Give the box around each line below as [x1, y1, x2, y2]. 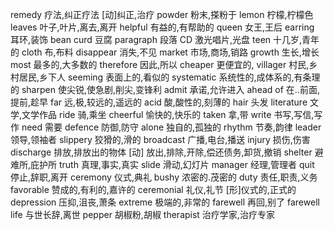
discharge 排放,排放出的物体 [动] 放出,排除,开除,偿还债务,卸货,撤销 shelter [10, 146, 313, 158]
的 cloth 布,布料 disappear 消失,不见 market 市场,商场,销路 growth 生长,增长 [10, 46, 320, 58]
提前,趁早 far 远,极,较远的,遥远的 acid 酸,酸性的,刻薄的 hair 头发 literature [10, 96, 308, 108]
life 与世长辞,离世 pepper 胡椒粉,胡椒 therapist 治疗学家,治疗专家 [10, 209, 275, 220]
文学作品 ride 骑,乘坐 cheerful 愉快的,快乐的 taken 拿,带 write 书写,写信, [21, 109, 315, 120]
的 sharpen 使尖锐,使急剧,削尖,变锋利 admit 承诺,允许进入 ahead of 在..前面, [10, 84, 320, 95]
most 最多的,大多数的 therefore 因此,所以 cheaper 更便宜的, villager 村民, [10, 59, 310, 70]
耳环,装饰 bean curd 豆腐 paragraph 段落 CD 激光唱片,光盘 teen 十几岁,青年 [10, 34, 320, 45]
